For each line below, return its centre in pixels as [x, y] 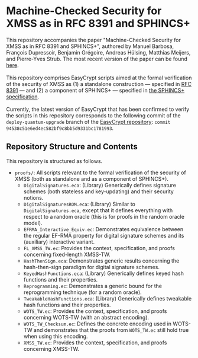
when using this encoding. [56, 336]
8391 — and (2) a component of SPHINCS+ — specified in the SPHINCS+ [95, 90]
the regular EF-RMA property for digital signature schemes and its [104, 235]
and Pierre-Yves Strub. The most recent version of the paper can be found [97, 59]
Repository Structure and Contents [72, 147]
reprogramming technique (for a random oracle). [82, 292]
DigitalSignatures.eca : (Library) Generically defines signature [100, 185]
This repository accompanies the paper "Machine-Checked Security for [94, 40]
